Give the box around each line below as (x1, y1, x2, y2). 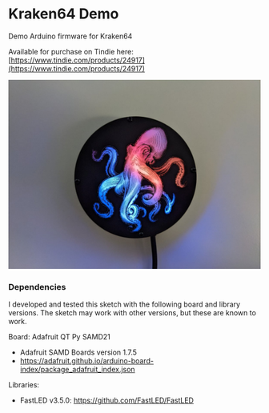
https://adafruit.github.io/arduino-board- (19, 356, 155, 366)
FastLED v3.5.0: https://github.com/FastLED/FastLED (19, 395, 195, 405)
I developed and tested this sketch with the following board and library (8, 299, 241, 309)
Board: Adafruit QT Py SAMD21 (8, 332, 110, 342)
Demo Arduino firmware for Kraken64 (8, 31, 133, 41)
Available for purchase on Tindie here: (8, 46, 134, 56)
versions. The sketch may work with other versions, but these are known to (8, 308, 256, 318)
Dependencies (8, 281, 66, 292)
